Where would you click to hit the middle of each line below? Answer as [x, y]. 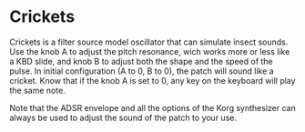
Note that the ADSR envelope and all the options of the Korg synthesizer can [152, 107]
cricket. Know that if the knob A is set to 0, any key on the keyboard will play [152, 80]
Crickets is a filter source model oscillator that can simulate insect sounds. [149, 42]
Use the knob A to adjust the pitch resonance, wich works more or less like [150, 51]
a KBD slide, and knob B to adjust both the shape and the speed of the [141, 61]
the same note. [37, 90]
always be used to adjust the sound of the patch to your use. [123, 117]
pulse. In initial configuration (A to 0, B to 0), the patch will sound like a [142, 71]
